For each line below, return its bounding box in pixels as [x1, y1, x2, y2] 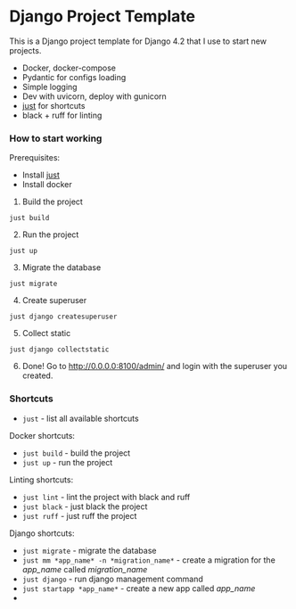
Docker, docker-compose [21, 62, 117, 73]
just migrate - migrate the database [21, 545, 157, 556]
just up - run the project [21, 457, 113, 467]
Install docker [21, 179, 73, 190]
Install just [21, 169, 61, 180]
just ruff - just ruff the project [21, 510, 137, 521]
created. [21, 370, 53, 381]
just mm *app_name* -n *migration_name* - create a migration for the [21, 555, 276, 565]
